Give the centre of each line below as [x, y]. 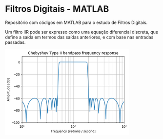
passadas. [15, 42]
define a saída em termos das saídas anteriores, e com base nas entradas [79, 37]
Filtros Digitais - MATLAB [57, 9]
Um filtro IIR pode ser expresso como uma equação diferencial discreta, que [82, 32]
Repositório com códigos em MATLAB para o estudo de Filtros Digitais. [76, 22]
